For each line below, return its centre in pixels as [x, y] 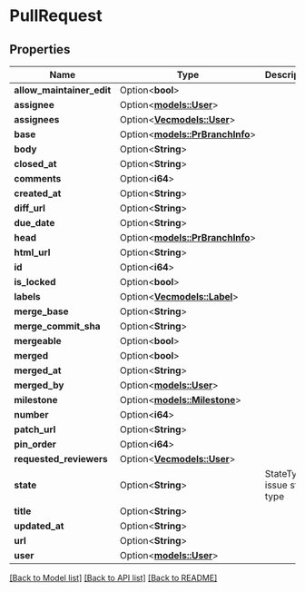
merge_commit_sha [57, 326]
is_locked [35, 282]
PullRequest [56, 16]
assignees [37, 119]
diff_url [30, 208]
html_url [32, 252]
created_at [38, 193]
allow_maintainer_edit [63, 90]
